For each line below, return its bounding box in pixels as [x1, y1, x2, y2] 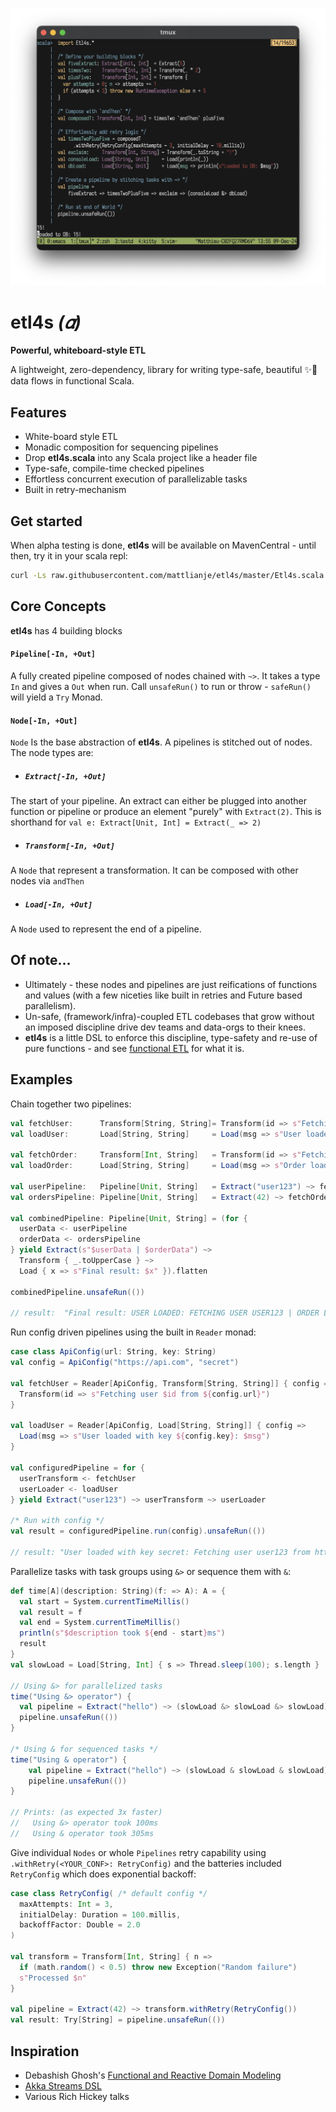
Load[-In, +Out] [24, 899, 93, 910]
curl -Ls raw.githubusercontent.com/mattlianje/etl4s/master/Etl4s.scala [10, 571, 325, 581]
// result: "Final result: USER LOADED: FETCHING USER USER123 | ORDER [10, 1308, 320, 1318]
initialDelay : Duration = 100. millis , [19, 1909, 182, 1920]
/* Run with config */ [10, 1516, 105, 1526]
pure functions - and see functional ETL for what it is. [24, 1042, 245, 1054]
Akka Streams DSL [24, 2079, 102, 2092]
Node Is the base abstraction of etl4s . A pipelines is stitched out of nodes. [10, 736, 313, 748]
